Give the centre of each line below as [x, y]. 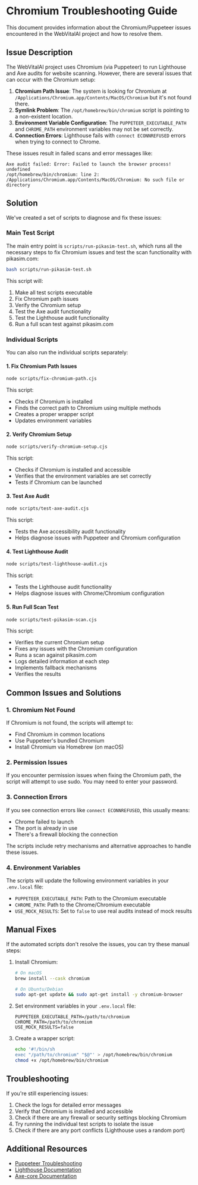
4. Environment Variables [43, 868]
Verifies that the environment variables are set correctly [83, 476]
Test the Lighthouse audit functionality [62, 317]
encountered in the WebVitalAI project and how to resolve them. [84, 33]
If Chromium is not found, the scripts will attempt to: [70, 723]
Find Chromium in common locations [60, 734]
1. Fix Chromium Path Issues [42, 366]
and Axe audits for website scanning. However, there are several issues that [99, 73]
